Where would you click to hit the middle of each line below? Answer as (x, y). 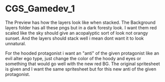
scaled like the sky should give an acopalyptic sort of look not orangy (77, 33)
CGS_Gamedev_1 (40, 9)
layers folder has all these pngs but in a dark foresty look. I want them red (81, 27)
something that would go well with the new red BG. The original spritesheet (82, 64)
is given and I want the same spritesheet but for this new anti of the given (81, 69)
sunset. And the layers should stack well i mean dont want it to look (74, 38)
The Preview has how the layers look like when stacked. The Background (80, 22)
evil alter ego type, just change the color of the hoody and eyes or (73, 58)
